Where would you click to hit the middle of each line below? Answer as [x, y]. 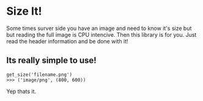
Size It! [24, 11]
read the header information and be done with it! [67, 41]
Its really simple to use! [51, 60]
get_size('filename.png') [39, 75]
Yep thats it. [21, 91]
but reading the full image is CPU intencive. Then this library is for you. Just [102, 34]
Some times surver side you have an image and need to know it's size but [99, 28]
